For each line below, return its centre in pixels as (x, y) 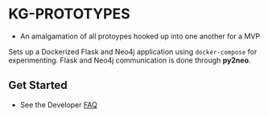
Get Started (38, 85)
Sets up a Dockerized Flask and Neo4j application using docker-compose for (133, 51)
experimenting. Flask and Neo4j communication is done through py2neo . (130, 60)
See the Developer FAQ (59, 104)
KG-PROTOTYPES (69, 14)
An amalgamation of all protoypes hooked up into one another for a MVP (140, 36)
